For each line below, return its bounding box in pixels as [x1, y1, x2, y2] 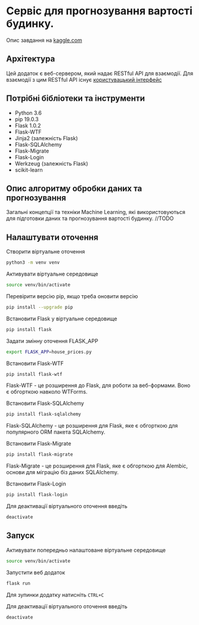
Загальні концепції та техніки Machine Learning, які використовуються [6, 209, 186, 216]
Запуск [6, 531, 35, 541]
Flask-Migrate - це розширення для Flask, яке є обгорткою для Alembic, [6, 462, 188, 469]
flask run [6, 580, 31, 586]
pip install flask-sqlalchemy [6, 411, 82, 417]
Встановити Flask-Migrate [6, 440, 71, 447]
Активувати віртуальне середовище [6, 270, 98, 278]
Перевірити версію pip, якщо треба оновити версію [6, 292, 138, 299]
